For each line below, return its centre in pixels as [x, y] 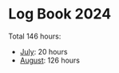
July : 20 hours [44, 51]
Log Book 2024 [60, 14]
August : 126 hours [50, 60]
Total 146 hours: [35, 36]
